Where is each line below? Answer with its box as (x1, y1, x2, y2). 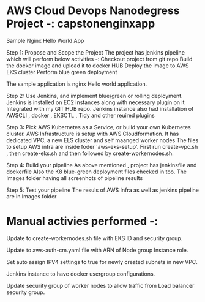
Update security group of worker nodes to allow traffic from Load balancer (6, 282, 195, 289)
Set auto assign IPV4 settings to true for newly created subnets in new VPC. (6, 258, 198, 265)
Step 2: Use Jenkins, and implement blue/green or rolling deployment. (6, 92, 183, 99)
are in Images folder (6, 192, 57, 200)
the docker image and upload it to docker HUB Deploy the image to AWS (6, 62, 189, 69)
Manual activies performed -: (6, 214, 158, 228)
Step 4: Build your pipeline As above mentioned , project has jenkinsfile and (6, 161, 197, 168)
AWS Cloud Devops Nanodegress (6, 4, 180, 18)
